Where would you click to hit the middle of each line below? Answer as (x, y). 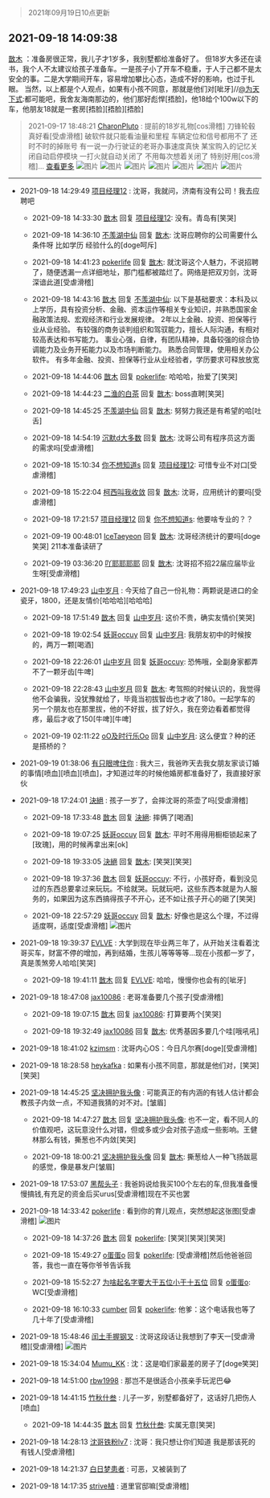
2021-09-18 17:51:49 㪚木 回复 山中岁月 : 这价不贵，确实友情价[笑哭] (143, 617)
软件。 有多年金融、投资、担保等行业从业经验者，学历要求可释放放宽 (145, 359)
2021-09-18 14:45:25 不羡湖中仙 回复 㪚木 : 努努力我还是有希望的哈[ (143, 410)
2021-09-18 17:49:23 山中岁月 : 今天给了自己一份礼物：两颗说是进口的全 (139, 590)
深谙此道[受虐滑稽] (63, 282)
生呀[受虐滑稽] (56, 573)
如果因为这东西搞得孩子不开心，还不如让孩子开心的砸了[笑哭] (154, 898)
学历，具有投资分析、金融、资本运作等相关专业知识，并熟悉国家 (145, 309)
